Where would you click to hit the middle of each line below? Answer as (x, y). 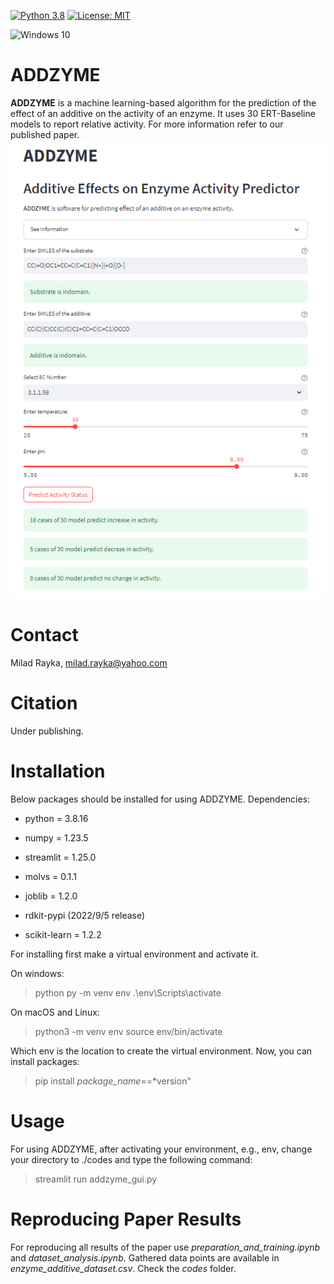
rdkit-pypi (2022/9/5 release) (85, 915)
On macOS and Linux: (55, 1012)
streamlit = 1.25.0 (60, 857)
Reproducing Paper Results (126, 1219)
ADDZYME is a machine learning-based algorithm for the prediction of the (163, 102)
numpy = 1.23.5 (56, 837)
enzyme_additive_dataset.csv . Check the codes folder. (123, 1268)
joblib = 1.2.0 (51, 896)
